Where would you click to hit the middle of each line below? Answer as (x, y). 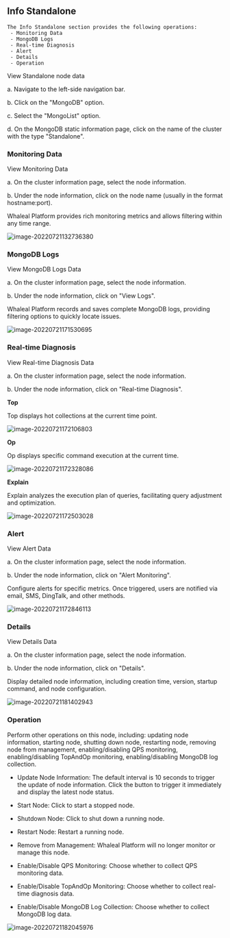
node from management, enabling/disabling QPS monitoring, (92, 749)
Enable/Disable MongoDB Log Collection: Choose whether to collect (113, 906)
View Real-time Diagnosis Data (51, 362)
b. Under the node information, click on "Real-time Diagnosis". (95, 389)
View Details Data (32, 642)
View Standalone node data (46, 75)
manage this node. (43, 852)
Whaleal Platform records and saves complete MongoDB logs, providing (108, 309)
